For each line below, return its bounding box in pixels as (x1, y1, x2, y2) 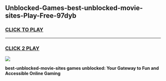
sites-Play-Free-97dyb (5, 12, 77, 20)
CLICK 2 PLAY (5, 45, 40, 52)
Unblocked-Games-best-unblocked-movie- (5, 4, 143, 12)
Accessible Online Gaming (5, 70, 61, 76)
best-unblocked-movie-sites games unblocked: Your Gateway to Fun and (5, 65, 159, 71)
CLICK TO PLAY (5, 27, 43, 33)
